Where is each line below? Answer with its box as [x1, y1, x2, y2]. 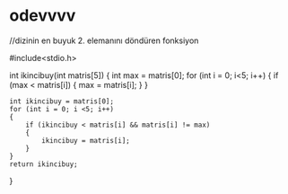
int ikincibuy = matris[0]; [9, 96, 115, 106]
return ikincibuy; [9, 159, 78, 169]
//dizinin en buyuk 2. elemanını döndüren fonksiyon [9, 35, 199, 46]
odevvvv [9, 5, 76, 26]
